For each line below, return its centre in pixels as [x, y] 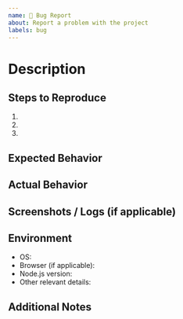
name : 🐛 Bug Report [40, 15]
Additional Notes [50, 307]
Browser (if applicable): [57, 266]
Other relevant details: [55, 282]
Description [47, 69]
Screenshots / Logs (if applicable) [92, 212]
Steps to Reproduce [57, 98]
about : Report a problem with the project [78, 23]
